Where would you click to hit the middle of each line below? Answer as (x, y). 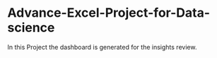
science (31, 28)
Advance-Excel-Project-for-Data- (109, 13)
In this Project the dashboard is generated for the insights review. (102, 47)
